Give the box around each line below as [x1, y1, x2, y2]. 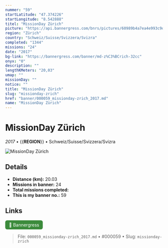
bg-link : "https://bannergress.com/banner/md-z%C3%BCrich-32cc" [5, 54, 142, 59]
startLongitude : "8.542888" [5, 17, 64, 22]
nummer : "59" [5, 7, 32, 13]
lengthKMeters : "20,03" [5, 68, 55, 73]
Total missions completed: [12, 186, 69, 193]
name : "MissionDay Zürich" [5, 101, 61, 106]
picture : [5, 26, 23, 31]
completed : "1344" [5, 40, 43, 45]
